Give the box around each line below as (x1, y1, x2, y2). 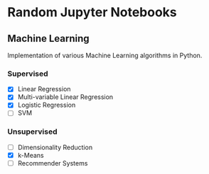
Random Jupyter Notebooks (7, 4, 178, 21)
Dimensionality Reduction (17, 143, 93, 151)
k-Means (17, 151, 44, 159)
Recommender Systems (17, 158, 88, 167)
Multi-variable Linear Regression (17, 93, 114, 101)
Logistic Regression (17, 100, 76, 110)
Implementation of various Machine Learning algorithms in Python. (7, 51, 203, 59)
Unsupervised (7, 127, 58, 137)
